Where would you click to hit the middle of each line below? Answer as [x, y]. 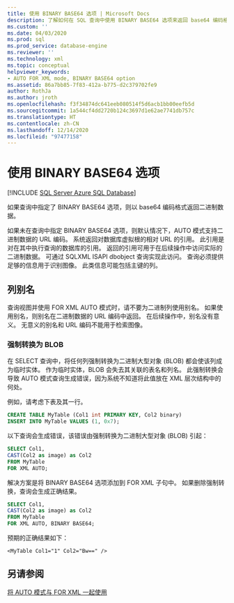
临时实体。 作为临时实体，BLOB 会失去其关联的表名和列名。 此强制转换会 [118, 370]
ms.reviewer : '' [31, 53]
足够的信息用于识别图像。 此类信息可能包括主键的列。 [84, 266]
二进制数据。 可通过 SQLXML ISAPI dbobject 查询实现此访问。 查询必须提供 [116, 257]
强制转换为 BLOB [36, 344]
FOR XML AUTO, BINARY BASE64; [51, 524]
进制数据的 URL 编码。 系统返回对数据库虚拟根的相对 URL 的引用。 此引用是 [116, 239]
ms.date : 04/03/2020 [37, 33]
